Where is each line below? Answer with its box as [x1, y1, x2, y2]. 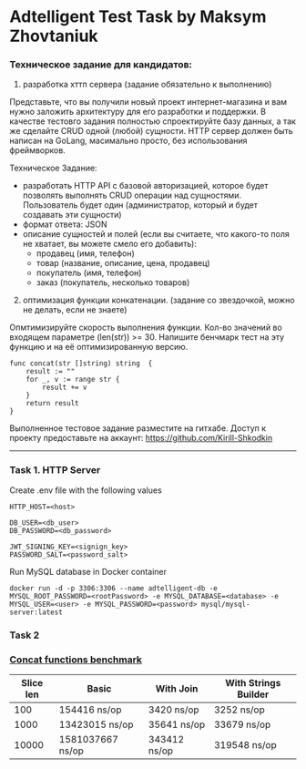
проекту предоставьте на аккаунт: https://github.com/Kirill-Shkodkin [9, 433, 273, 444]
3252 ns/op [213, 703, 266, 716]
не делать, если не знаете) [22, 304, 127, 315]
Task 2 [9, 629, 40, 641]
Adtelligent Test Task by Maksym [9, 6, 267, 27]
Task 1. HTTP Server [9, 464, 101, 477]
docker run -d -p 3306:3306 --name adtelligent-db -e [9, 583, 219, 593]
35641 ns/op [148, 718, 206, 731]
